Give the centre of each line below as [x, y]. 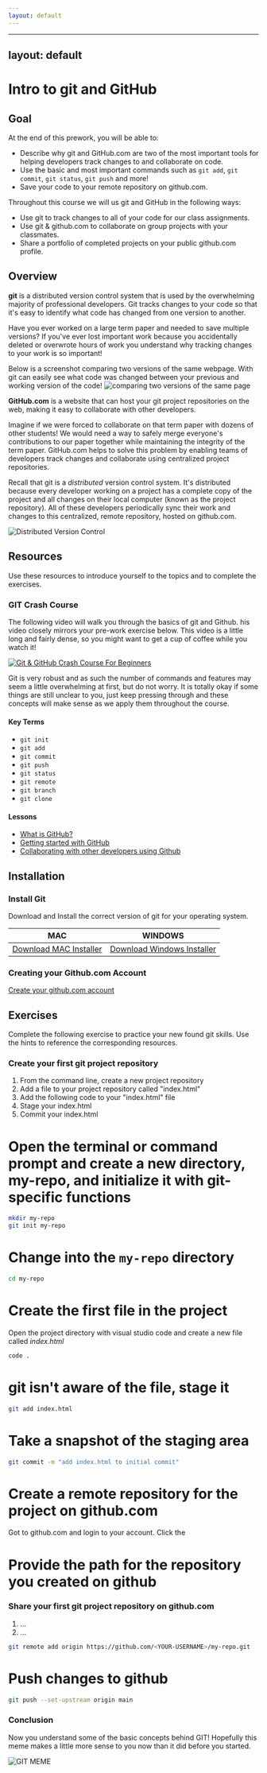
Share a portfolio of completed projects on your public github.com [128, 243]
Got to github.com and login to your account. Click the [97, 1533]
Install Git [27, 899]
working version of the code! [55, 385]
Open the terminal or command [113, 1146]
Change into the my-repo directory [121, 1258]
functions [99, 1197]
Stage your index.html [56, 1106]
